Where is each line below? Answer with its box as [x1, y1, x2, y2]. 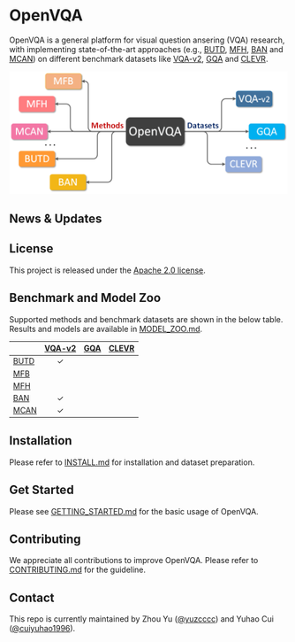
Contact [9, 590, 55, 605]
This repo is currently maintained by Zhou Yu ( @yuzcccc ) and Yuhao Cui [9, 614, 274, 624]
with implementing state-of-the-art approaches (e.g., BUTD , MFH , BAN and [9, 43, 284, 54]
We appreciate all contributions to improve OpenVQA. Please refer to [9, 555, 259, 566]
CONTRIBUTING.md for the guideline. [9, 564, 147, 576]
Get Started [9, 483, 74, 498]
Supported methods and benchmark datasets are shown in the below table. [9, 313, 284, 324]
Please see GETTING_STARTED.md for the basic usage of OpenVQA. [9, 506, 259, 516]
